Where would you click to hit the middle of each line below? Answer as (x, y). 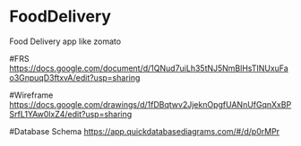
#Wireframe (31, 95)
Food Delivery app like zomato (65, 41)
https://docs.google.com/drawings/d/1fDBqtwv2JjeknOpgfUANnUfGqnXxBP (150, 104)
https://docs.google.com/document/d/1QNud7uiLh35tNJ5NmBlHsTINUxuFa (149, 68)
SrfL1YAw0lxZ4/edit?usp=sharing (71, 114)
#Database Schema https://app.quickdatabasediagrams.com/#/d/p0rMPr (145, 131)
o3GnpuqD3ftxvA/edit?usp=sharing (75, 77)
